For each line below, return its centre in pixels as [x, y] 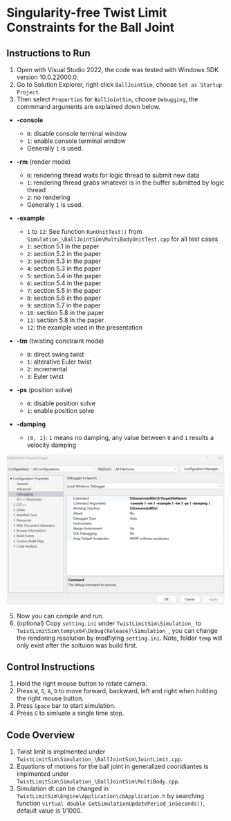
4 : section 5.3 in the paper [64, 268]
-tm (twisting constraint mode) [60, 341]
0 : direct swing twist [55, 354]
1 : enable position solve [61, 410]
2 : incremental [47, 369]
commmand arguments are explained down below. [88, 107]
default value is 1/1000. [49, 811]
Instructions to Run [48, 53]
